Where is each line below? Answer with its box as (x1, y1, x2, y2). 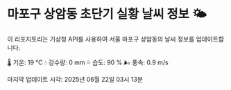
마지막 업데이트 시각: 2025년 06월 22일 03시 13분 (7, 75, 144, 83)
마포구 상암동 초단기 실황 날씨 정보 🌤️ (7, 6, 207, 22)
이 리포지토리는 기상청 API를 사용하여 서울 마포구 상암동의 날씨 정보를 (7, 35, 195, 43)
